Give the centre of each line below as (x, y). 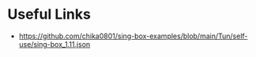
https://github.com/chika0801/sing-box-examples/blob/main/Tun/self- (133, 36)
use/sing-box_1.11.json (55, 44)
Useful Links (49, 14)
